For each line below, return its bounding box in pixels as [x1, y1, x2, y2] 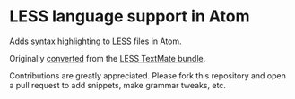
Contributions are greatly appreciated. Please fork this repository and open [9, 70, 287, 81]
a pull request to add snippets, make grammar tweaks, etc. [9, 79, 227, 90]
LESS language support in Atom [9, 6, 250, 27]
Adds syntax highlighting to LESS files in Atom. [9, 36, 182, 46]
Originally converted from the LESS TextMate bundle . [9, 53, 206, 63]
